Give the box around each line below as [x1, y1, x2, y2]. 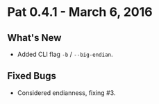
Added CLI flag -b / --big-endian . [17, 50, 113, 58]
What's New [7, 32, 62, 44]
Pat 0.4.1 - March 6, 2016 [7, 4, 153, 20]
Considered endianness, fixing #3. [17, 88, 116, 97]
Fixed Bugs [7, 70, 57, 82]
